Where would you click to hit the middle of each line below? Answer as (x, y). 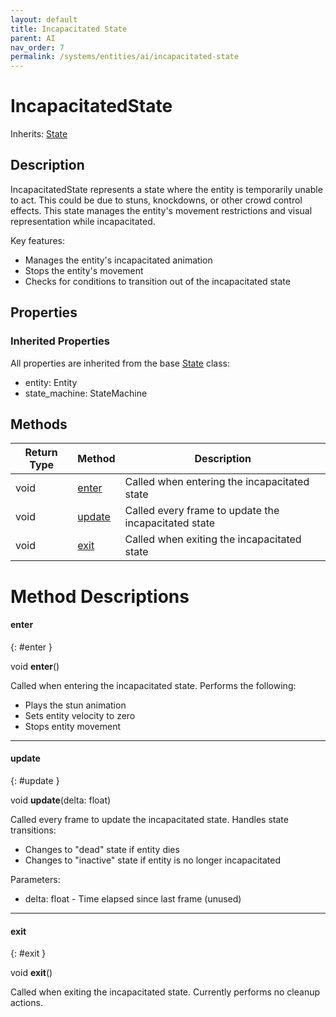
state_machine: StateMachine (86, 393)
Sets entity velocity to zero (80, 715)
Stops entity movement (72, 726)
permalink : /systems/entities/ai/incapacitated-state (125, 57)
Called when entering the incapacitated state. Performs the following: (153, 685)
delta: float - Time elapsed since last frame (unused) (133, 898)
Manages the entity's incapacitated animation (118, 260)
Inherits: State (39, 134)
